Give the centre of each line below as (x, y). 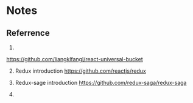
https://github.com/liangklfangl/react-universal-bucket (75, 59)
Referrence (28, 33)
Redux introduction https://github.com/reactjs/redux (80, 71)
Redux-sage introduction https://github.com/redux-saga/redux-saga (101, 83)
